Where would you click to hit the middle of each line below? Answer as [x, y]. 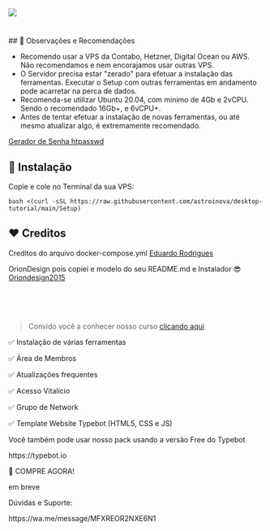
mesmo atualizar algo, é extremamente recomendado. [110, 126]
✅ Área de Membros [43, 358]
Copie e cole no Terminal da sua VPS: [71, 187]
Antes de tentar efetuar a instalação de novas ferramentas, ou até [130, 117]
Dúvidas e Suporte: [41, 503]
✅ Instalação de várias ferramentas [67, 342]
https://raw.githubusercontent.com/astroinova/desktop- [167, 202]
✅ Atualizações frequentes [53, 374]
